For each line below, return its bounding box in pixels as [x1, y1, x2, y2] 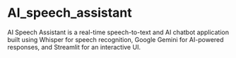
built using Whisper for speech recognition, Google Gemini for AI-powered [7, 35, 224, 43]
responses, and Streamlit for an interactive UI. [7, 43, 141, 51]
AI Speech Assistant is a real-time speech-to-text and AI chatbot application [7, 28, 230, 36]
